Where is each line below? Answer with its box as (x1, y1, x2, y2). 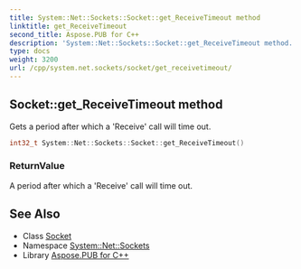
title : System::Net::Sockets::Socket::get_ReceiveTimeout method (9, 13, 260, 23)
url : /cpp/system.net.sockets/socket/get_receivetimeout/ (9, 64, 232, 73)
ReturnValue (9, 160, 65, 172)
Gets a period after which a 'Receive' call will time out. (9, 121, 212, 132)
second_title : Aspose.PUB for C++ (9, 30, 140, 39)
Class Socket (22, 230, 72, 241)
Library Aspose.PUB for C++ (22, 249, 129, 260)
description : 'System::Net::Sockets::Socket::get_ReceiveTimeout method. (9, 38, 294, 48)
